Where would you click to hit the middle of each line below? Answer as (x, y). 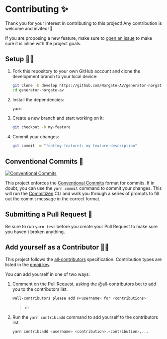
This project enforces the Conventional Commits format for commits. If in (80, 183)
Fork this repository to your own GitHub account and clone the (76, 71)
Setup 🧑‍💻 (20, 59)
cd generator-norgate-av (38, 90)
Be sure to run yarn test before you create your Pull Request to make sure (82, 226)
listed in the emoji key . (28, 264)
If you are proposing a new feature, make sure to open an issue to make (79, 38)
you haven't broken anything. (35, 232)
